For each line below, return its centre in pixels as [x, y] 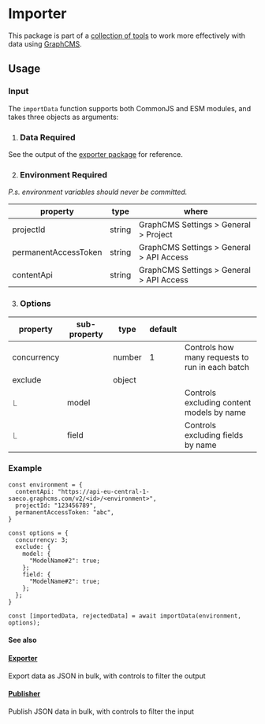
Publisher [24, 694]
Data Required [48, 137]
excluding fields [214, 435]
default [163, 329]
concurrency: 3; [42, 540]
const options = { [38, 533]
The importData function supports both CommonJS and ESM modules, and [129, 108]
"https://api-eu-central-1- [104, 491]
